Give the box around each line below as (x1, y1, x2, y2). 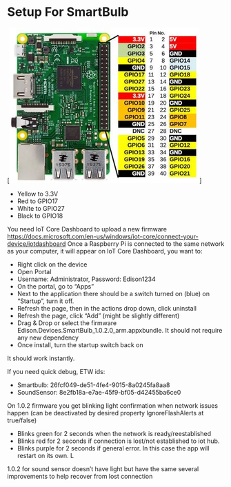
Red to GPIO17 (17, 197, 59, 205)
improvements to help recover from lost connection (7, 472, 153, 480)
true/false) (7, 416, 37, 424)
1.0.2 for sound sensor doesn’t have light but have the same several (7, 464, 199, 473)
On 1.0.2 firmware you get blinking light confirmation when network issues (7, 401, 219, 410)
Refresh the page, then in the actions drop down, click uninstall (17, 304, 197, 312)
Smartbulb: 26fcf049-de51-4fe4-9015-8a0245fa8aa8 (17, 380, 170, 389)
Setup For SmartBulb (7, 4, 129, 20)
